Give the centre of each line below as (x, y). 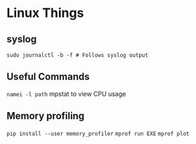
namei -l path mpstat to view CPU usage (66, 94)
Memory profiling (46, 116)
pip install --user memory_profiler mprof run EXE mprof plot (98, 133)
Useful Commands (48, 77)
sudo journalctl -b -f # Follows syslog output (78, 55)
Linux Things (45, 13)
